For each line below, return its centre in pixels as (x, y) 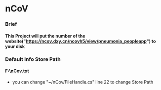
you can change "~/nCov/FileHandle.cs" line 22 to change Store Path (83, 82)
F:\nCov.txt (17, 71)
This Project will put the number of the (45, 36)
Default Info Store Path (33, 59)
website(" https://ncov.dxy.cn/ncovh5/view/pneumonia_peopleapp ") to (80, 41)
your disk (15, 46)
